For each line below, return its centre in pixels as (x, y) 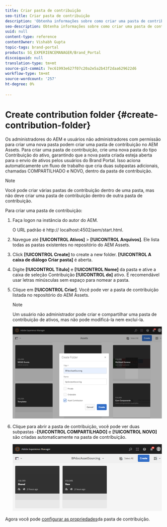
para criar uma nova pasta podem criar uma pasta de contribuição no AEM (82, 144)
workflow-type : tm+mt (28, 74)
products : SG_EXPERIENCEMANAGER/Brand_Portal (53, 52)
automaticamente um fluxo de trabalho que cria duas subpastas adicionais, (82, 166)
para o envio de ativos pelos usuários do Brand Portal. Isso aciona (73, 160)
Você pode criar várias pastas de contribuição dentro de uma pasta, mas (80, 190)
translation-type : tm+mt (31, 63)
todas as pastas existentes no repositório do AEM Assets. (71, 245)
